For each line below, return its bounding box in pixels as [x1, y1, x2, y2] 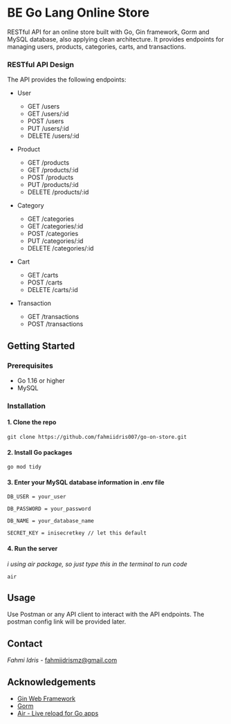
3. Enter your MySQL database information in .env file [7, 478, 165, 486]
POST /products [27, 173, 74, 181]
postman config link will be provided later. [7, 617, 127, 626]
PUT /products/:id [27, 181, 79, 189]
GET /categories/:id [27, 222, 84, 230]
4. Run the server [7, 545, 58, 553]
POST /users [27, 117, 64, 125]
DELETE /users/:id [27, 132, 80, 140]
